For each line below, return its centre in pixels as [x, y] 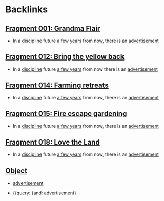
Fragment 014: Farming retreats [57, 85]
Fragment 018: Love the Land [53, 142]
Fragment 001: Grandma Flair [53, 28]
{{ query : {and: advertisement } [45, 193]
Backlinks [27, 9]
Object [16, 170]
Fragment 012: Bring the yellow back [65, 57]
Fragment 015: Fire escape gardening [66, 114]
